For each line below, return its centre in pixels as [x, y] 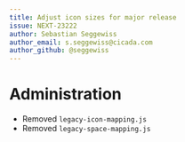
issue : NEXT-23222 [43, 26]
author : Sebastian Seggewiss [63, 34]
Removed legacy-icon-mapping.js [84, 119]
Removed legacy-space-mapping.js [86, 129]
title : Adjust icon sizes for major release [93, 17]
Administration [65, 95]
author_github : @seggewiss [59, 51]
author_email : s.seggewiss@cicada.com [81, 42]
